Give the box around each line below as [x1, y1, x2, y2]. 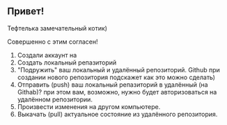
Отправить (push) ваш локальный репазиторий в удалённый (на [17, 80, 208, 89]
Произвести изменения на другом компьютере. [17, 102, 161, 110]
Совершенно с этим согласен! [7, 37, 99, 46]
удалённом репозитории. [17, 95, 93, 103]
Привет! [7, 6, 45, 17]
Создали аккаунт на [17, 51, 77, 59]
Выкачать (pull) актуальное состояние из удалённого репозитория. [17, 110, 218, 118]
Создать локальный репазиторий [17, 58, 117, 67]
